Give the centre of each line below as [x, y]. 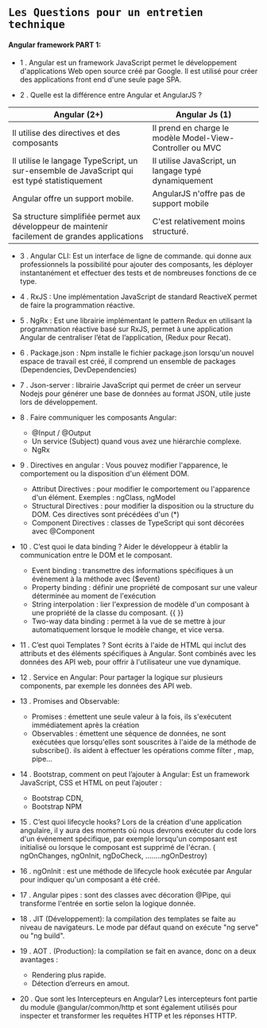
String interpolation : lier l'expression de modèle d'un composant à [141, 604]
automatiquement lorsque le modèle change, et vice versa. [128, 629]
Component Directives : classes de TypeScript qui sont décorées [138, 522]
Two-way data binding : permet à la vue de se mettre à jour [128, 621]
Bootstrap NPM [56, 806]
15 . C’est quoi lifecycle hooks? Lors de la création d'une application [131, 821]
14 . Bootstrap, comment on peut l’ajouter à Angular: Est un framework [135, 774]
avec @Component [63, 531]
